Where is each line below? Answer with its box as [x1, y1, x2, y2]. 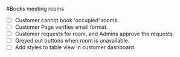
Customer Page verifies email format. [14, 23, 108, 31]
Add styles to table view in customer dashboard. [14, 44, 136, 51]
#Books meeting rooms [6, 5, 65, 12]
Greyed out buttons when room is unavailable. [14, 37, 130, 44]
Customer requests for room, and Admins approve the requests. [14, 30, 175, 38]
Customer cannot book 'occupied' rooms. [14, 17, 119, 23]
